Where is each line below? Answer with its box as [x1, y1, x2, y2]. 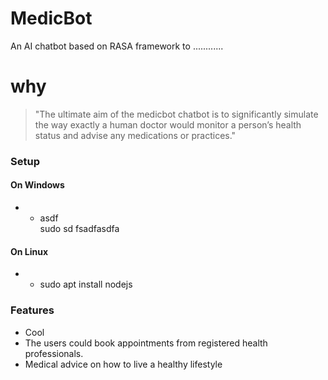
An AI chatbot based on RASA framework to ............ [10, 40, 224, 52]
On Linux [10, 245, 49, 257]
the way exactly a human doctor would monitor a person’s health [34, 118, 302, 131]
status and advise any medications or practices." [34, 129, 237, 141]
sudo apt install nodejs [39, 278, 133, 291]
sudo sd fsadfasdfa [39, 223, 120, 234]
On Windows [10, 179, 65, 191]
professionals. [24, 347, 84, 359]
